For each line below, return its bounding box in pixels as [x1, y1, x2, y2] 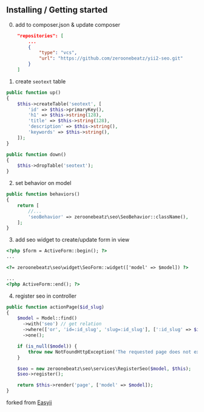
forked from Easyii [6, 399, 52, 407]
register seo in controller [15, 292, 77, 299]
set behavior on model [15, 180, 72, 187]
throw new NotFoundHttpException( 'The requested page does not [28, 349, 191, 355]
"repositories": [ [17, 33, 64, 39]
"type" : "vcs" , [38, 50, 78, 56]
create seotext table [15, 77, 66, 85]
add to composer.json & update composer [15, 21, 120, 28]
